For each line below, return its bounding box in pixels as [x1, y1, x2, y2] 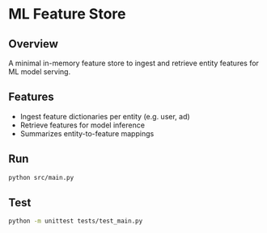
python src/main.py [8, 173, 74, 181]
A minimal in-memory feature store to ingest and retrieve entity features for [8, 58, 259, 68]
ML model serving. [8, 67, 71, 77]
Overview [8, 37, 59, 51]
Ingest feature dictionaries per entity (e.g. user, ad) [19, 111, 190, 121]
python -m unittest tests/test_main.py [8, 217, 143, 226]
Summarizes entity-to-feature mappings [19, 128, 155, 138]
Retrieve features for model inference [19, 120, 146, 130]
